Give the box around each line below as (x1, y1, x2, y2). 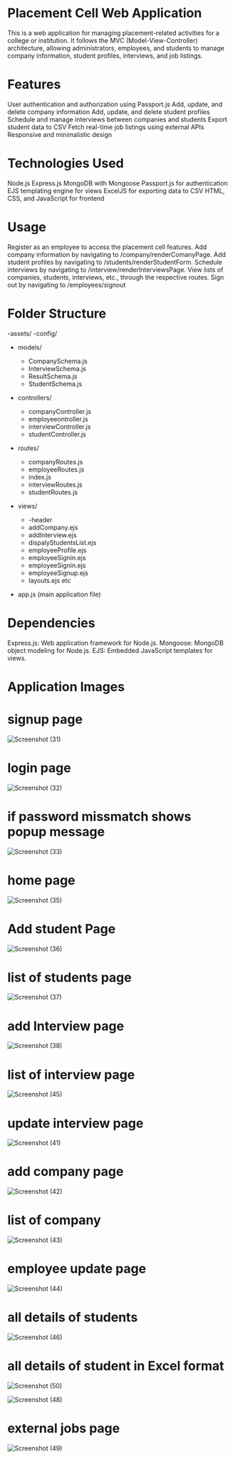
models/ (17, 342, 43, 351)
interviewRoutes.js (28, 480, 83, 489)
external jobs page (7, 1420, 120, 1437)
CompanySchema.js (28, 357, 88, 365)
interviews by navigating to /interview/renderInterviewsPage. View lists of (7, 265, 224, 274)
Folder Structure (7, 305, 107, 322)
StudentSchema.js (28, 380, 83, 388)
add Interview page (7, 1018, 125, 1034)
